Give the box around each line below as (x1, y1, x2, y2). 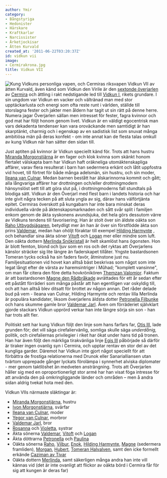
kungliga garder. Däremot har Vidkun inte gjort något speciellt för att (5, 348, 145, 354)
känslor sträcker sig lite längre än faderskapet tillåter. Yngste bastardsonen (5, 249, 159, 255)
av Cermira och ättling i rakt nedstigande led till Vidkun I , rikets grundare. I (5, 91, 157, 97)
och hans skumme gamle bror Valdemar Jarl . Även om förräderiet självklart (5, 301, 159, 307)
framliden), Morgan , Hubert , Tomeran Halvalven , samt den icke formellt (12, 446, 159, 452)
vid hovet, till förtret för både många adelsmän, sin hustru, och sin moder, (5, 170, 156, 175)
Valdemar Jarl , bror (12, 420, 52, 426)
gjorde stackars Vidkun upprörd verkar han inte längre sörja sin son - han (5, 307, 156, 313)
